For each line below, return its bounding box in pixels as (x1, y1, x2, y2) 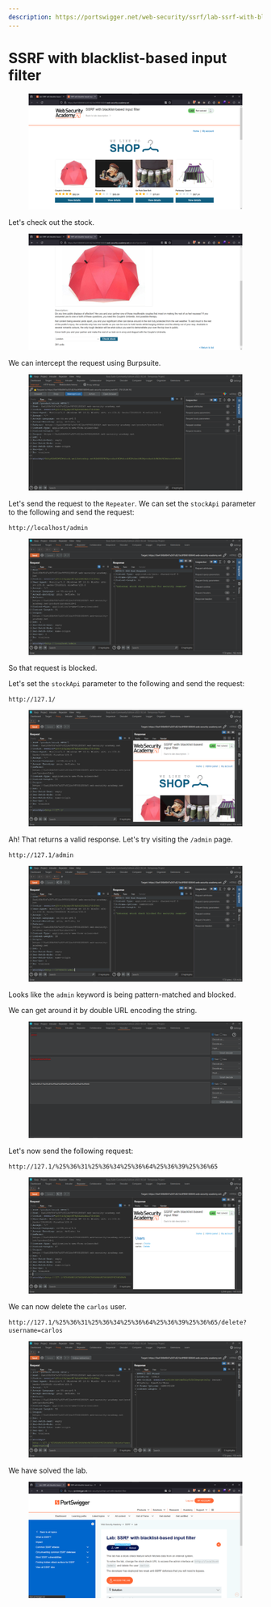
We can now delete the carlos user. (8, 1301, 127, 1311)
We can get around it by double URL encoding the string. (8, 1006, 198, 1016)
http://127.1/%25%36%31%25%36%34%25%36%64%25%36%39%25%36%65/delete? (8, 1318, 248, 1326)
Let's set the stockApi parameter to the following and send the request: (8, 678, 244, 688)
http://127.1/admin (8, 850, 74, 859)
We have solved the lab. (8, 1465, 89, 1475)
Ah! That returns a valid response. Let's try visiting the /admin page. (8, 834, 233, 844)
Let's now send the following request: (8, 1146, 134, 1156)
